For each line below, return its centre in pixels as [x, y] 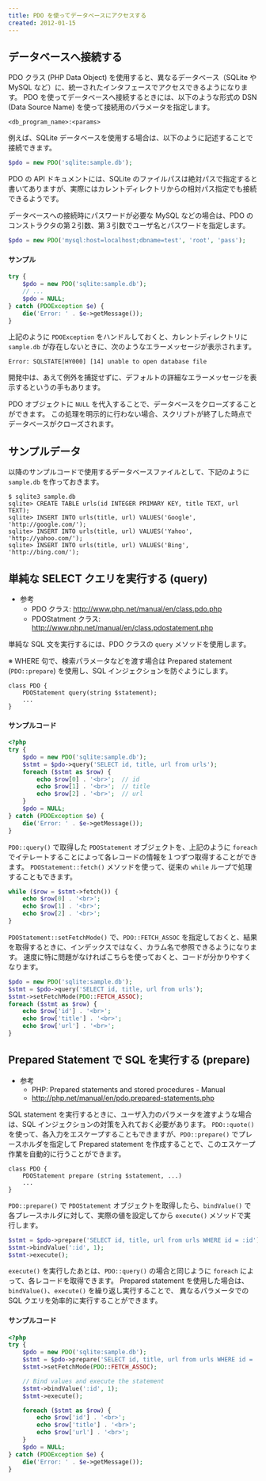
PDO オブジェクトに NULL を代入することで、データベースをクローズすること [133, 404]
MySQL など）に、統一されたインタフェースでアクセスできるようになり [125, 87]
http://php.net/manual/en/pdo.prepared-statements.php [123, 1098]
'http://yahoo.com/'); [46, 539]
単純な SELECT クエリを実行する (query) [108, 579]
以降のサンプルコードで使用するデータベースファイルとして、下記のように [129, 472]
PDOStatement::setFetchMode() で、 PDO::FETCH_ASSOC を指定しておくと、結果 [133, 937]
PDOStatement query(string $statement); [90, 693]
